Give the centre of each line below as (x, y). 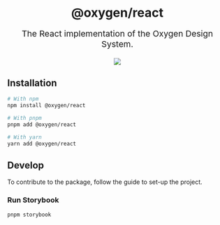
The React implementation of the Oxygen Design (117, 34)
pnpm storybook (29, 215)
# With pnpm (24, 118)
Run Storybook (33, 200)
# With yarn (24, 137)
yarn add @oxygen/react (42, 143)
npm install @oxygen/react (46, 106)
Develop (25, 165)
